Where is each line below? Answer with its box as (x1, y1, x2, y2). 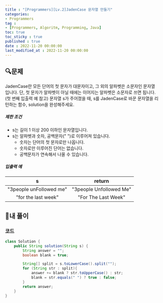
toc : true (5, 30, 25, 35)
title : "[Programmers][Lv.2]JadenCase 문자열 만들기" (5, 7, 113, 12)
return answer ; (22, 284, 54, 289)
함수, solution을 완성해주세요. (18, 102, 75, 108)
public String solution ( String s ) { (14, 243, 89, 248)
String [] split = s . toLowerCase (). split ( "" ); (22, 261, 117, 266)
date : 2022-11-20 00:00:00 (5, 43, 62, 48)
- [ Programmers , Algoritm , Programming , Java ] (5, 25, 102, 30)
